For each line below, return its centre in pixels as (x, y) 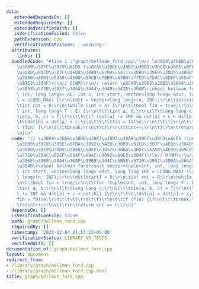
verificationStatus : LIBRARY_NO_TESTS (60, 238)
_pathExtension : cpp (37, 39)
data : (13, 12)
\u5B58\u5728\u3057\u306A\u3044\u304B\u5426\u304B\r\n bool (91, 89)
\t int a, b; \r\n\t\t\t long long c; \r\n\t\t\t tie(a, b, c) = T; (97, 188)
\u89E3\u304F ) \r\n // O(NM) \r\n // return (67, 84)
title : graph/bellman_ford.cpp (45, 277)
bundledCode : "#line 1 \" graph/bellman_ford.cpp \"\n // (81, 61)
